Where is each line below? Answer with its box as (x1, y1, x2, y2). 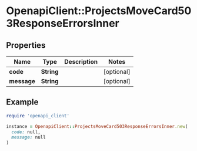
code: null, (11, 129, 41, 135)
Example (6, 97, 39, 107)
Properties (6, 40, 46, 50)
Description (64, 58, 98, 65)
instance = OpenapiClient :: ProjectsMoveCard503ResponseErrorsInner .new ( (6, 123, 188, 129)
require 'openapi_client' (6, 113, 69, 119)
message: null (11, 134, 46, 140)
